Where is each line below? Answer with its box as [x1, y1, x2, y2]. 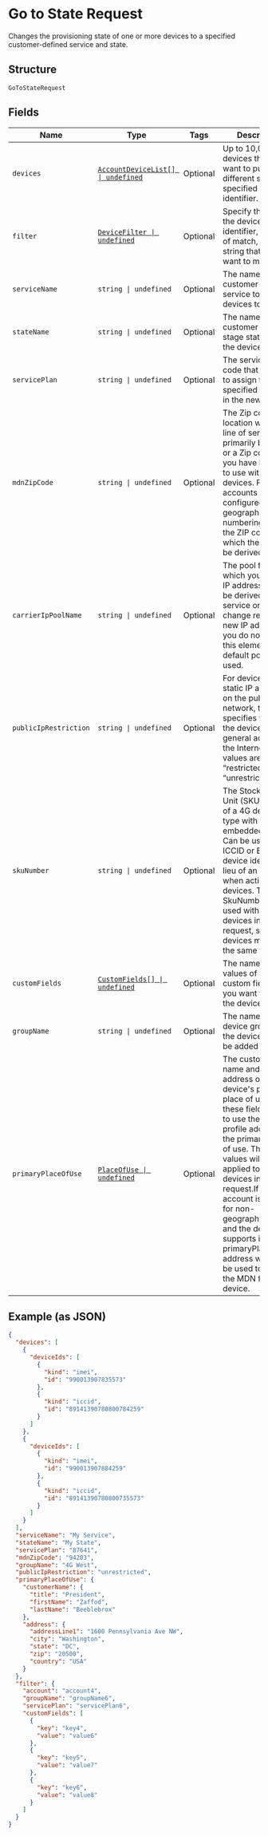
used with [223, 905, 260, 916]
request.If [223, 1183, 259, 1194]
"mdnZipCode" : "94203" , [15, 1554, 94, 1562]
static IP [223, 682, 253, 693]
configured [223, 496, 265, 507]
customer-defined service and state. [8, 39, 128, 49]
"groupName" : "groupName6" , [22, 1695, 116, 1703]
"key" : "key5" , [37, 1754, 88, 1762]
